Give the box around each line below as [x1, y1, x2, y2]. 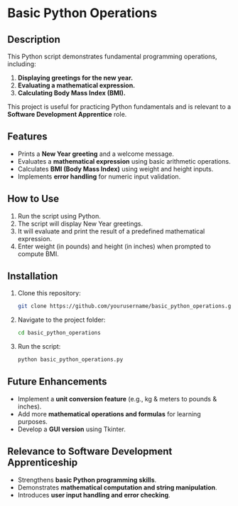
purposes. [17, 417, 48, 426]
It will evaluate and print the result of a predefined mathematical [17, 226, 205, 236]
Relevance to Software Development [7, 446, 173, 458]
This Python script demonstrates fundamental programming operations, [7, 52, 217, 60]
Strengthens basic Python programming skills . [17, 475, 157, 484]
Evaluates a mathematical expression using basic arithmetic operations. [17, 157, 231, 165]
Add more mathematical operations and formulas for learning [17, 409, 201, 418]
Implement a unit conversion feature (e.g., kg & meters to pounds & [17, 394, 217, 403]
